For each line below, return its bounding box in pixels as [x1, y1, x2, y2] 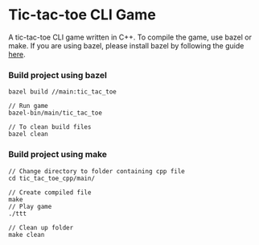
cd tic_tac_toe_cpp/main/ [8, 174, 95, 182]
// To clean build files [8, 123, 92, 131]
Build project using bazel [8, 69, 107, 81]
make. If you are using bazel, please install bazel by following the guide [8, 40, 245, 50]
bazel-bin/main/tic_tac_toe [8, 109, 103, 118]
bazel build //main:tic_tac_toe [8, 88, 117, 96]
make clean [8, 230, 45, 239]
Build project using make [8, 149, 107, 160]
